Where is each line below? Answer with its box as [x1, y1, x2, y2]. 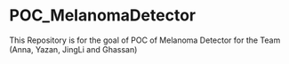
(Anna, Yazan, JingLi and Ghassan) [9, 44, 138, 54]
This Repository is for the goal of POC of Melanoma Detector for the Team [9, 35, 281, 45]
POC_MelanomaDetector [9, 5, 197, 26]
